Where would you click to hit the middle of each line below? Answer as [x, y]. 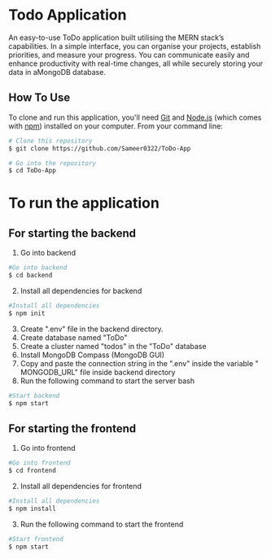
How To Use [39, 98]
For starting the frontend [72, 428]
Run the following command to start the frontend [102, 524]
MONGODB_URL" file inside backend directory [98, 372]
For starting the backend [72, 233]
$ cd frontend [33, 471]
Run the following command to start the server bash [107, 381]
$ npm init [27, 313]
